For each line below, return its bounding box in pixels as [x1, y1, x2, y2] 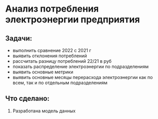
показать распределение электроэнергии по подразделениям [12, 64, 149, 69]
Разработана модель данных [12, 107, 76, 114]
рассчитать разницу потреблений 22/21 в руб [12, 58, 112, 64]
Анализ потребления [5, 3, 99, 15]
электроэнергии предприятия [5, 14, 140, 25]
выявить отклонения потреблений [12, 53, 87, 59]
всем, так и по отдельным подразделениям [12, 80, 108, 86]
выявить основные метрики [12, 69, 73, 75]
